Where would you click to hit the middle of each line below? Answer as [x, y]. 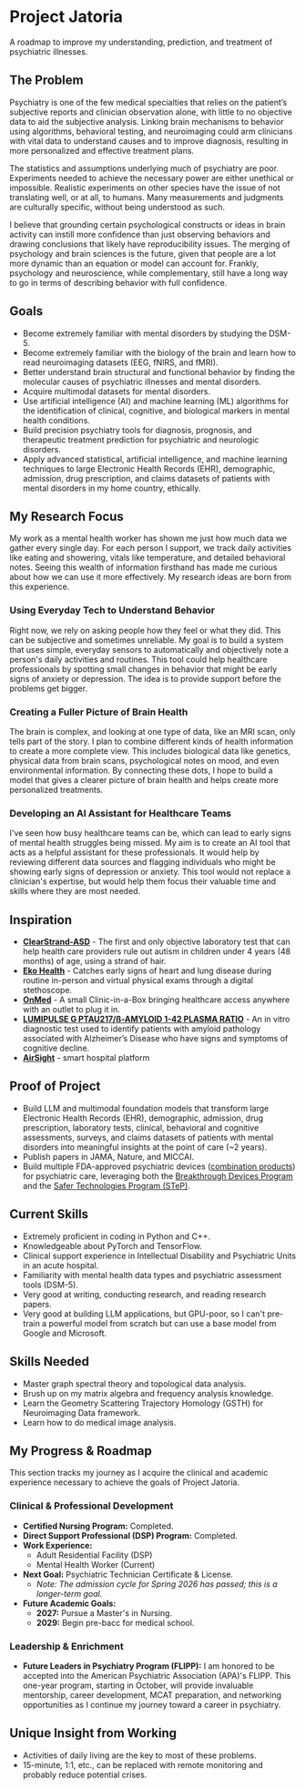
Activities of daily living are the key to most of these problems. [139, 1755]
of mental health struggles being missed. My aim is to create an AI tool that [150, 843]
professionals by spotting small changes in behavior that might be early [143, 669]
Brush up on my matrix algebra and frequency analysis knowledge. [148, 1393]
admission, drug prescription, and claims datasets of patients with [146, 478]
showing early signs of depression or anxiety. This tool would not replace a [150, 872]
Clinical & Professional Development [91, 1506]
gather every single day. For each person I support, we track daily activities [151, 548]
